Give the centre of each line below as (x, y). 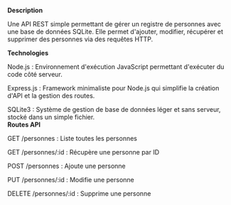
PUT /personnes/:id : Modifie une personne (71, 180)
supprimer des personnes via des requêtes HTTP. (80, 39)
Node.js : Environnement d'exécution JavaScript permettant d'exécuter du (116, 67)
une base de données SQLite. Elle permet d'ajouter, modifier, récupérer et (116, 32)
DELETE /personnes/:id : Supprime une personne (79, 194)
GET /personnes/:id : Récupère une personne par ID (84, 152)
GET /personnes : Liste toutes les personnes (72, 138)
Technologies (28, 53)
